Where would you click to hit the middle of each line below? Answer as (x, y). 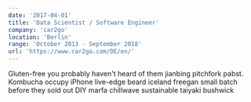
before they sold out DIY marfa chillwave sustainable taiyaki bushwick (121, 90)
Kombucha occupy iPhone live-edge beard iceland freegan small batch (123, 82)
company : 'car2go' (38, 30)
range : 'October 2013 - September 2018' (75, 44)
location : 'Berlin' (40, 37)
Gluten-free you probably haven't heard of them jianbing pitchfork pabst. (126, 74)
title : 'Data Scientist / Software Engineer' (84, 23)
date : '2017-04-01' (40, 15)
